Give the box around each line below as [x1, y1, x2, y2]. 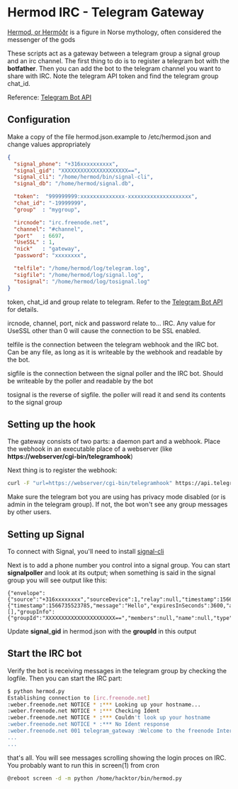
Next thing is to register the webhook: [7, 466, 118, 474]
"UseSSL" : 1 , [13, 239, 55, 246]
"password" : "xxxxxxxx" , [13, 252, 87, 259]
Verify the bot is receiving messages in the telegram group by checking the [7, 666, 227, 675]
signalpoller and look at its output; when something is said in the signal [7, 569, 216, 577]
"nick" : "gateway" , [13, 246, 81, 253]
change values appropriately [7, 140, 91, 148]
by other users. [7, 508, 52, 516]
